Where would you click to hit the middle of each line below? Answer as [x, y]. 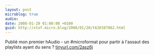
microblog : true [22, 14]
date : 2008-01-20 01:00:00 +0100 [39, 23]
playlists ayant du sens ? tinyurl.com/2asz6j [49, 47]
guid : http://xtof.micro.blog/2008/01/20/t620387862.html [65, 28]
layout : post [18, 10]
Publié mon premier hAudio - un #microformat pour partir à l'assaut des [77, 42]
